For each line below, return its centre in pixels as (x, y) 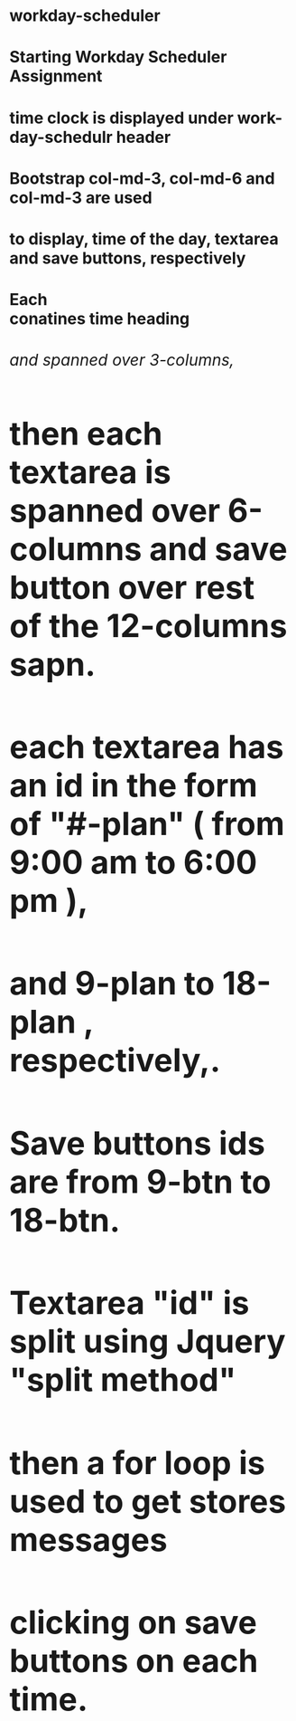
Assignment (56, 76)
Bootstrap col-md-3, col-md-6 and (142, 178)
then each (86, 433)
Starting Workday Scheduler (118, 57)
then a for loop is (138, 1462)
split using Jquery (148, 1342)
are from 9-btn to (140, 1182)
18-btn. (65, 1220)
